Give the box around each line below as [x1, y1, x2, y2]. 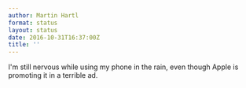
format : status [8, 19, 58, 27]
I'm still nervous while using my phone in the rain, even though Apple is [8, 62, 239, 71]
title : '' [8, 41, 41, 49]
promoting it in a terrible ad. [8, 71, 98, 80]
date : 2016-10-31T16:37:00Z [8, 33, 101, 42]
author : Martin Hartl [8, 11, 79, 20]
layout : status [8, 26, 58, 34]
